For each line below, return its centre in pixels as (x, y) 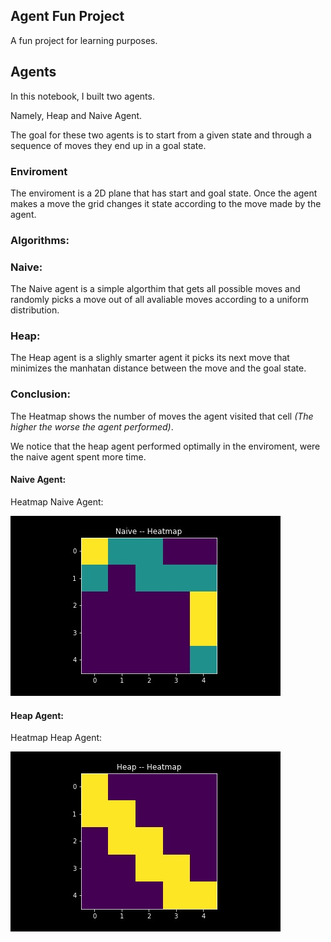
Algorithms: (40, 240)
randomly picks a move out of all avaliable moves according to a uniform (160, 300)
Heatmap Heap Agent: (56, 738)
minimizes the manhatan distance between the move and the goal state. (158, 368)
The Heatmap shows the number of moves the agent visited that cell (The (162, 416)
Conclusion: (40, 394)
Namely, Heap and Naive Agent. (76, 115)
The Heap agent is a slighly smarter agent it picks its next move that (150, 358)
